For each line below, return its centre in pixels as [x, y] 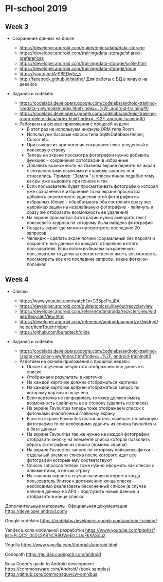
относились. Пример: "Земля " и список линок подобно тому [91, 176]
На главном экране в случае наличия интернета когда [83, 475]
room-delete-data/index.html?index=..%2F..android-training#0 [82, 119]
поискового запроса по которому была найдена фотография [90, 223]
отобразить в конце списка [55, 496]
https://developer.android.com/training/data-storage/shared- [81, 53]
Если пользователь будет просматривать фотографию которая [92, 186]
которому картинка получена [57, 392]
